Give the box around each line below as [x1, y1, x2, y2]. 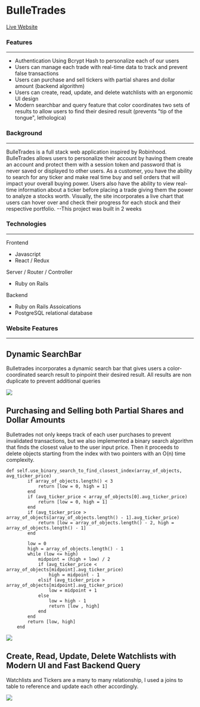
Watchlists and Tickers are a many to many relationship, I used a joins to [6, 676, 183, 683]
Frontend [6, 239, 29, 246]
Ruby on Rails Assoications [14, 303, 82, 310]
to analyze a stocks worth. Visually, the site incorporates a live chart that [6, 192, 184, 199]
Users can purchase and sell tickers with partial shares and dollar [14, 76, 176, 83]
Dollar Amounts [6, 415, 65, 426]
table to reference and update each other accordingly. [6, 683, 139, 690]
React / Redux [14, 256, 49, 264]
